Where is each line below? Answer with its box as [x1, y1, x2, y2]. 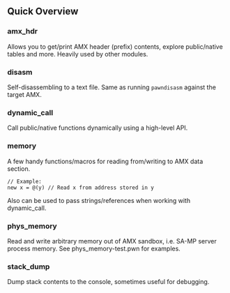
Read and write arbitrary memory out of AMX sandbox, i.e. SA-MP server [7, 236, 217, 245]
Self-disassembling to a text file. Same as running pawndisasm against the [7, 83, 216, 91]
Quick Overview [7, 6, 79, 17]
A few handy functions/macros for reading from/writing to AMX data [7, 157, 204, 165]
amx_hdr [7, 27, 38, 36]
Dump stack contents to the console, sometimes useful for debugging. [7, 278, 210, 286]
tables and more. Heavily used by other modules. [7, 50, 148, 58]
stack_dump [7, 262, 50, 271]
